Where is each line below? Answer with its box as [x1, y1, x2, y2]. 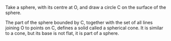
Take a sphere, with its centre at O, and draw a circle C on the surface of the [5, 5, 166, 10]
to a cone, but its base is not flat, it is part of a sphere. [5, 30, 119, 36]
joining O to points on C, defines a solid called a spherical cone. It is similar [5, 25, 163, 31]
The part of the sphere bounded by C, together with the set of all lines [5, 20, 153, 25]
